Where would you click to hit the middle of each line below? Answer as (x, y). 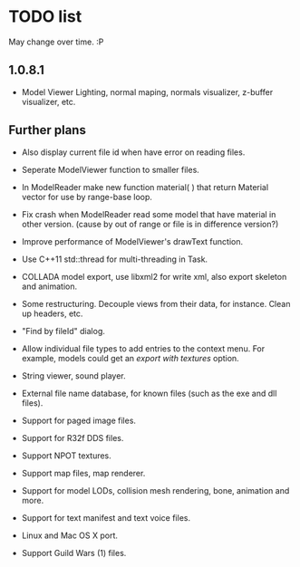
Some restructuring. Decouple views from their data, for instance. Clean (156, 303)
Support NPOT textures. (67, 456)
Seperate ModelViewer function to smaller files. (111, 169)
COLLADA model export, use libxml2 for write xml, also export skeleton (154, 276)
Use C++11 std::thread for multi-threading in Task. (115, 259)
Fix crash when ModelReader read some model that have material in (149, 214)
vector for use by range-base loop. (87, 197)
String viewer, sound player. (73, 375)
